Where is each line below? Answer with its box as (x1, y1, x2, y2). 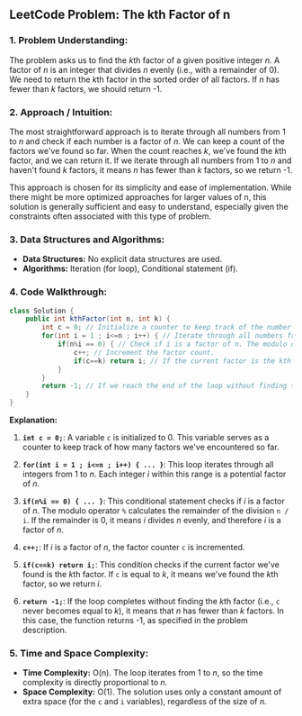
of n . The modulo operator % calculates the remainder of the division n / (22, 505, 289, 516)
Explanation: (9, 414, 58, 426)
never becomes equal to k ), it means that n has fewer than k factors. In (22, 605, 285, 616)
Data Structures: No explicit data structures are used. (22, 254, 223, 265)
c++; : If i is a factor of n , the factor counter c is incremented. (22, 542, 245, 553)
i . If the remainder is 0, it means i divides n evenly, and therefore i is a (22, 515, 281, 526)
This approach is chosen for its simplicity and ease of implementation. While (9, 182, 292, 193)
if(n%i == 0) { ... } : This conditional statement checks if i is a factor (22, 495, 285, 507)
